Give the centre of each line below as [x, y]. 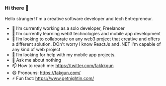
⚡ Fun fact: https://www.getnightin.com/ [53, 79]
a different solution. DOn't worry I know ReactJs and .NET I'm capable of [86, 44]
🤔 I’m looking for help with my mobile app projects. [64, 55]
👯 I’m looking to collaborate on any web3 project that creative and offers [86, 39]
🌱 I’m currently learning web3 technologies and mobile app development [86, 34]
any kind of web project [36, 50]
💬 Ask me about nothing [37, 60]
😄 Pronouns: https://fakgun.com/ [46, 73]
